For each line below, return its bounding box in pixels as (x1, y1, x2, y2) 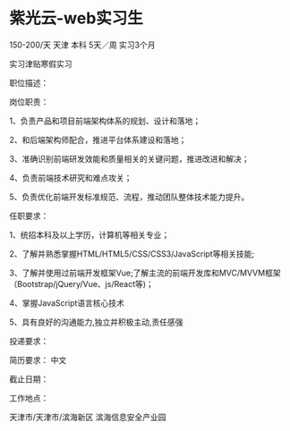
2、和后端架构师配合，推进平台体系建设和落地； (9, 134, 187, 145)
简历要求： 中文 (9, 354, 67, 365)
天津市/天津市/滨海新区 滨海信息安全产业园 (9, 411, 167, 422)
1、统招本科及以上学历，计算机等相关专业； (9, 229, 170, 240)
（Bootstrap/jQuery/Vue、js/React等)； (9, 278, 154, 289)
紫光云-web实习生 (9, 8, 143, 29)
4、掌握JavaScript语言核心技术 (9, 297, 125, 308)
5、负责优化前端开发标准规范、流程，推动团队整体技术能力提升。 (9, 191, 250, 202)
